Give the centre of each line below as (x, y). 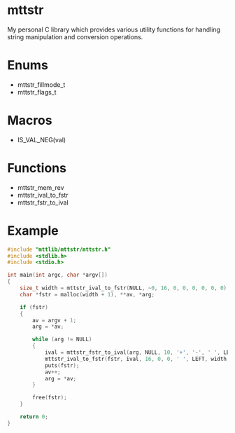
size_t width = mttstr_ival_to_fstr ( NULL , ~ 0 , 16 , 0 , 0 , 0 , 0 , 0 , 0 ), (125, 288)
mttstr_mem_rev (41, 187)
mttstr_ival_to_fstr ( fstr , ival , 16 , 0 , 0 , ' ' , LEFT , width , (137, 359)
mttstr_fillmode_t (41, 84)
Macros (30, 121)
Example (33, 231)
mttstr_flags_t (37, 92)
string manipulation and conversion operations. (75, 36)
